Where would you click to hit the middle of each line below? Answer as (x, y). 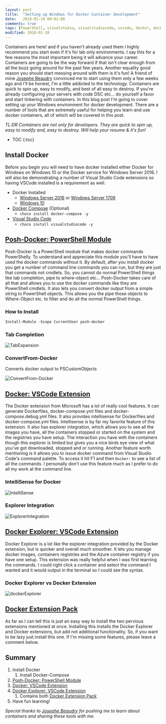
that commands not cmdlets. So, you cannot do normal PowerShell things (80, 272)
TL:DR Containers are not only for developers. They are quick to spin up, (79, 125)
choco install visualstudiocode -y (56, 224)
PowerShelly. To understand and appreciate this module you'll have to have (82, 257)
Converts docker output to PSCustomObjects (51, 369)
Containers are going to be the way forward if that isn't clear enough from (80, 63)
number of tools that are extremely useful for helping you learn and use (78, 110)
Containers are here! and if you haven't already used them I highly (72, 47)
